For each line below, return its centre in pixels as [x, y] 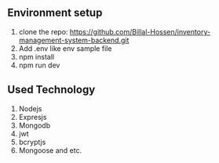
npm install [36, 56]
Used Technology [51, 90]
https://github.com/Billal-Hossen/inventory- [140, 31]
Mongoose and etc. [50, 150]
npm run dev [39, 65]
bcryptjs [32, 142]
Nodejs [30, 108]
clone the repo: [43, 31]
